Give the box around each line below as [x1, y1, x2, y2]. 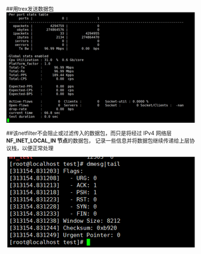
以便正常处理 [22, 144, 54, 152]
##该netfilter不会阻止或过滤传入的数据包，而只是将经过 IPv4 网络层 [6, 129, 172, 137]
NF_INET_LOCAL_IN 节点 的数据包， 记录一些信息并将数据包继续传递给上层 [6, 137, 190, 144]
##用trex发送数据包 [6, 5, 54, 12]
